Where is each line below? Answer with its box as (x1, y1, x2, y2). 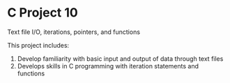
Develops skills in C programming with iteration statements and (17, 62, 199, 70)
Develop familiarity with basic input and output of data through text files (17, 54, 224, 63)
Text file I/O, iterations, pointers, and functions (7, 28, 141, 36)
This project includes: (7, 41, 70, 49)
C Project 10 (7, 5, 78, 21)
